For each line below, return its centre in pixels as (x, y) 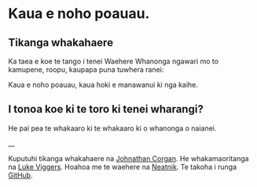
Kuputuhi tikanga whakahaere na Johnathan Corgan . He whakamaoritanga (128, 158)
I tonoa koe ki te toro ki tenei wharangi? (106, 109)
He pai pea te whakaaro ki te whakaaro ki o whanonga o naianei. (112, 128)
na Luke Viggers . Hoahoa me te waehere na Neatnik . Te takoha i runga (123, 167)
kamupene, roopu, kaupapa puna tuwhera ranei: (86, 70)
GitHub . (20, 175)
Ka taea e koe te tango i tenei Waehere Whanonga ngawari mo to (113, 61)
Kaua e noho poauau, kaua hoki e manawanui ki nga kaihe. (103, 85)
